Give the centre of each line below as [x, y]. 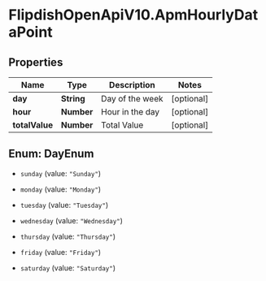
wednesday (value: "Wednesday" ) [72, 220]
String [73, 99]
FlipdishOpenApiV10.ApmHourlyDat [133, 15]
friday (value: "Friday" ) [61, 252]
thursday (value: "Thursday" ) [68, 236]
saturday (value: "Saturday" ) [68, 268]
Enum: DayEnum [51, 154]
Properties [36, 62]
